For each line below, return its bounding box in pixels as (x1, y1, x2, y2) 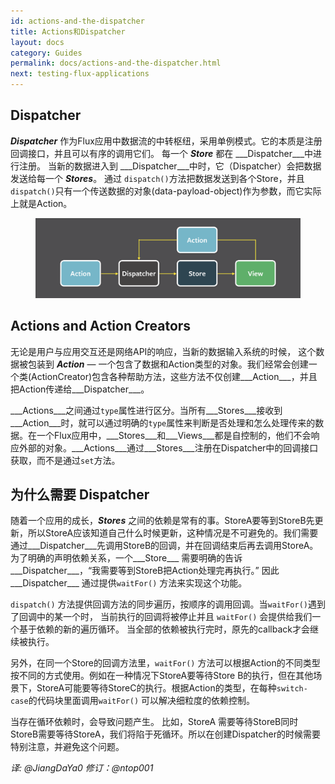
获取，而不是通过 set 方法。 (10, 454, 121, 466)
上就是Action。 (10, 197, 73, 209)
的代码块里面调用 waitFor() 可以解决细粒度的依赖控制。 (28, 695, 256, 707)
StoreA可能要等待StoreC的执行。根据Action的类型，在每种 (36, 682, 277, 694)
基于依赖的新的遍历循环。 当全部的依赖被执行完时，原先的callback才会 (18, 623, 310, 635)
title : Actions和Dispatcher (10, 26, 126, 37)
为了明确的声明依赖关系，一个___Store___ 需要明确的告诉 (10, 552, 243, 564)
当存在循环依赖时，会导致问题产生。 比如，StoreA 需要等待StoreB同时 (10, 716, 299, 728)
